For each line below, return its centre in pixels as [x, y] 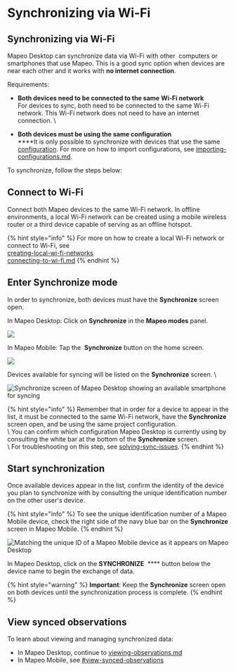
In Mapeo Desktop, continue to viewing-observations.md [100, 653]
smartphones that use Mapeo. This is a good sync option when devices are [116, 63]
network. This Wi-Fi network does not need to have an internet [108, 113]
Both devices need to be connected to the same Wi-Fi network [111, 98]
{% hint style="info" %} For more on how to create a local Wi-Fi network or [116, 238]
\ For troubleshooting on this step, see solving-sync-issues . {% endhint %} [116, 446]
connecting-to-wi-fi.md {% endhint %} [64, 260]
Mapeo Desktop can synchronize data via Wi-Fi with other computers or [112, 56]
